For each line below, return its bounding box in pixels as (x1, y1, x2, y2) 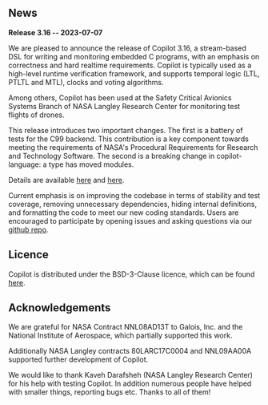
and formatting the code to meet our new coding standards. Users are (8, 208, 239, 217)
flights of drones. (8, 110, 65, 119)
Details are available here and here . (8, 175, 125, 184)
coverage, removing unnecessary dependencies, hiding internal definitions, (8, 199, 258, 209)
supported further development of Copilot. (8, 354, 149, 364)
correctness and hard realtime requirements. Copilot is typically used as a (8, 60, 252, 70)
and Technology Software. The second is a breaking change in (8, 151, 215, 160)
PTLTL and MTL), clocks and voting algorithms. (8, 77, 164, 87)
